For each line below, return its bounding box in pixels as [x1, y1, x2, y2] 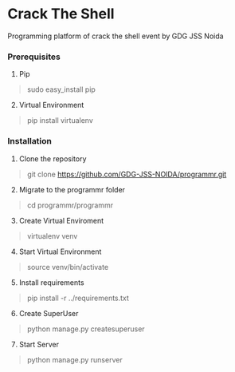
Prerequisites [7, 51, 61, 62]
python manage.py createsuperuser [26, 324, 145, 334]
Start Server [18, 339, 59, 349]
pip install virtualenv [26, 116, 93, 125]
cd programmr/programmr [26, 200, 113, 210]
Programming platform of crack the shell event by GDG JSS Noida [7, 31, 224, 41]
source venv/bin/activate [26, 262, 109, 271]
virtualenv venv [26, 231, 78, 240]
